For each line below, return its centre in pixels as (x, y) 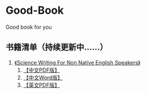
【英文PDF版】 (42, 85)
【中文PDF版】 (42, 70)
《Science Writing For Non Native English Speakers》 (77, 62)
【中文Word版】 (43, 77)
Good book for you (29, 27)
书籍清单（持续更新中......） (57, 48)
